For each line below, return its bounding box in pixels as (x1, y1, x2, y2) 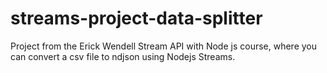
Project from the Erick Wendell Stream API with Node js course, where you (10, 40, 318, 52)
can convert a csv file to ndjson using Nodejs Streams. (10, 50, 236, 62)
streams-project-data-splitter (10, 7, 263, 30)
